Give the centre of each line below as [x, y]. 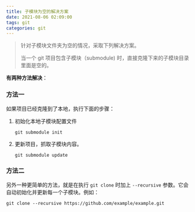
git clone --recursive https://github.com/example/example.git [85, 203]
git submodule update [41, 155]
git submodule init [39, 132]
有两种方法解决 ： [27, 78]
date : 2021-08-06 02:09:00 [39, 17]
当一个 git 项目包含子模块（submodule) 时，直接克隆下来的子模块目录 [105, 58]
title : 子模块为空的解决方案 [37, 11]
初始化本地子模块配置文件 [46, 121]
